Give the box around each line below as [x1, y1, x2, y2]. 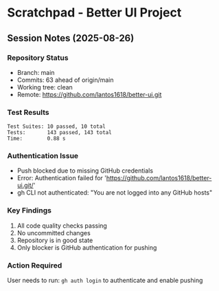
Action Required [7, 260, 62, 270]
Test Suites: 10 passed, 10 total [7, 123, 106, 130]
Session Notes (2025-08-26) [7, 32, 135, 44]
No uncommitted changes [16, 228, 91, 237]
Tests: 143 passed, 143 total [7, 129, 112, 136]
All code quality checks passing [16, 222, 108, 230]
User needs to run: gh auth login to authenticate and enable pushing [7, 277, 203, 285]
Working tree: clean [16, 83, 73, 91]
